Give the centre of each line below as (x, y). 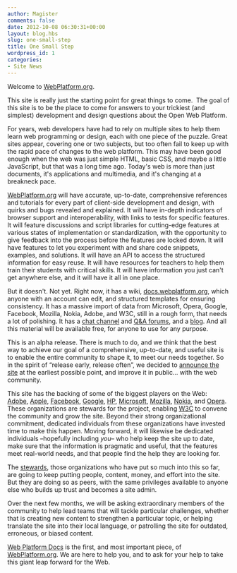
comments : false (31, 20)
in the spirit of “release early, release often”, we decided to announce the (114, 365)
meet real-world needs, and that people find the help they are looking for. (114, 453)
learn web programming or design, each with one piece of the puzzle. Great (117, 136)
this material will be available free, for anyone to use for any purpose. (108, 328)
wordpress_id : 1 (31, 54)
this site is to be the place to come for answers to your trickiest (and (106, 107)
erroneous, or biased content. (50, 533)
